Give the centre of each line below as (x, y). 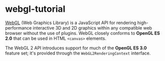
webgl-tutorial (35, 9)
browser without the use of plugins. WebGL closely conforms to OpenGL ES (82, 33)
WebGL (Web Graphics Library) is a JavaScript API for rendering (71, 23)
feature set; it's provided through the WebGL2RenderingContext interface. (78, 53)
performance (19, 28)
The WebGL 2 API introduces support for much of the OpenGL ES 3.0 (76, 48)
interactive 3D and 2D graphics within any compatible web (92, 28)
